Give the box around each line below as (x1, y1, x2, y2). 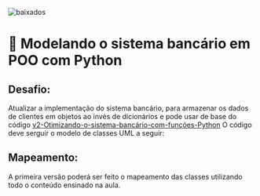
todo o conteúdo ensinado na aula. (8, 180, 121, 190)
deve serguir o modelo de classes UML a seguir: (8, 129, 165, 137)
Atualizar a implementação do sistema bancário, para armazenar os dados (8, 103, 249, 113)
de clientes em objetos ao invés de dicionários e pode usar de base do (8, 112, 237, 121)
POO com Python (8, 52, 123, 70)
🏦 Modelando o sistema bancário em (8, 35, 251, 53)
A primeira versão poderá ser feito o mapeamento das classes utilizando (8, 172, 243, 181)
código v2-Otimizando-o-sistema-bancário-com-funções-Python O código (8, 120, 253, 129)
